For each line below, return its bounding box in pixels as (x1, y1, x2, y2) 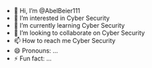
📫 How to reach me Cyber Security (13, 37, 116, 44)
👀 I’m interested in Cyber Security (13, 14, 110, 22)
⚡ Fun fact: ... (13, 54, 52, 62)
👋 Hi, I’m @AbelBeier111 (13, 7, 81, 15)
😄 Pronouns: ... (13, 46, 59, 55)
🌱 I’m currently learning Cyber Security (13, 22, 125, 29)
